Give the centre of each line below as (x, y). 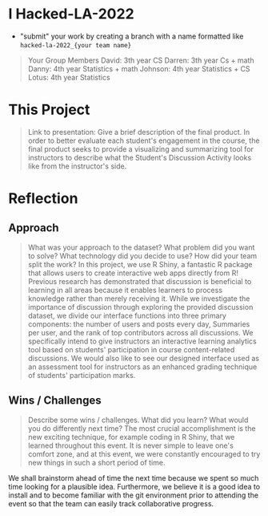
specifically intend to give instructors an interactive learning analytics (142, 341)
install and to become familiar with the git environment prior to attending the (133, 495)
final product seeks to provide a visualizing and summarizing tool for (141, 148)
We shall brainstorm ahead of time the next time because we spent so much (134, 477)
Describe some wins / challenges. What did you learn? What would (138, 420)
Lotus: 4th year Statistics (69, 77)
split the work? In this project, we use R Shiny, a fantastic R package (140, 264)
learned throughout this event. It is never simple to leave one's (130, 445)
